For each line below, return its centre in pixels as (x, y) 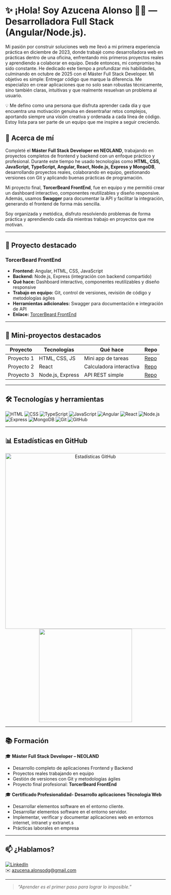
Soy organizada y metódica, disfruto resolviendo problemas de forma (78, 214)
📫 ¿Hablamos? (30, 850)
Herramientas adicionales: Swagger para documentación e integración (88, 304)
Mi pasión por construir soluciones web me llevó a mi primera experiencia (83, 47)
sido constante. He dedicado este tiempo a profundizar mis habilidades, (81, 68)
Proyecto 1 (21, 358)
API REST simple (104, 375)
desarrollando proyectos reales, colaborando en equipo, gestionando (78, 172)
